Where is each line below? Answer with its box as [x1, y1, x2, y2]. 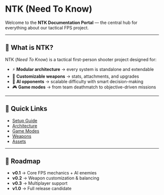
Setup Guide [12, 117, 38, 123]
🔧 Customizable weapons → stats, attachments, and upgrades [12, 73, 139, 79]
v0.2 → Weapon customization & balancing [12, 175, 99, 181]
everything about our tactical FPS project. [5, 24, 89, 30]
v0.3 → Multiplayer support [12, 180, 68, 186]
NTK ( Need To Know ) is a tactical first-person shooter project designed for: [5, 56, 157, 62]
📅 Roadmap [5, 157, 41, 165]
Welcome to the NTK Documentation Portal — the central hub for [5, 20, 138, 25]
